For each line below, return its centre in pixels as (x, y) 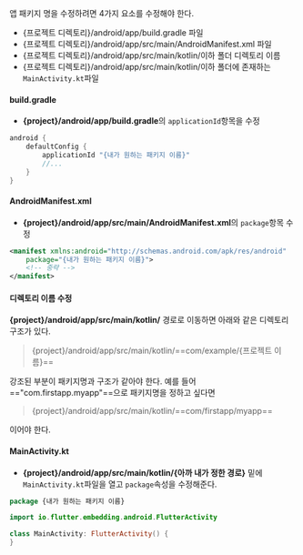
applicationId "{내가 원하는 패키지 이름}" (116, 155)
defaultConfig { (57, 147)
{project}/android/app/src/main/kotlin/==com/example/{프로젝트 (152, 351)
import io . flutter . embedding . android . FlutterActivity (114, 518)
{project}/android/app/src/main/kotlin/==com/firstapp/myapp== (152, 411)
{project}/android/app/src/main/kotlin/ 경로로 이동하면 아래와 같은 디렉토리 (149, 320)
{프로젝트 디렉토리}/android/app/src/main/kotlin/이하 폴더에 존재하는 (146, 67)
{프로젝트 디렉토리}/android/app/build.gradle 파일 (113, 33)
